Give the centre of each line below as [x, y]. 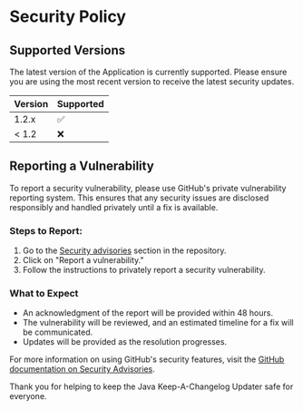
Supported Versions [67, 50]
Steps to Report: [46, 230]
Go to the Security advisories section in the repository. [124, 250]
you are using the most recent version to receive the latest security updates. [152, 82]
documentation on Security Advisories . [83, 369]
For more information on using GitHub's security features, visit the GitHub [147, 359]
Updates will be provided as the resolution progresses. [125, 342]
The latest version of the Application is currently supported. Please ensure [148, 72]
